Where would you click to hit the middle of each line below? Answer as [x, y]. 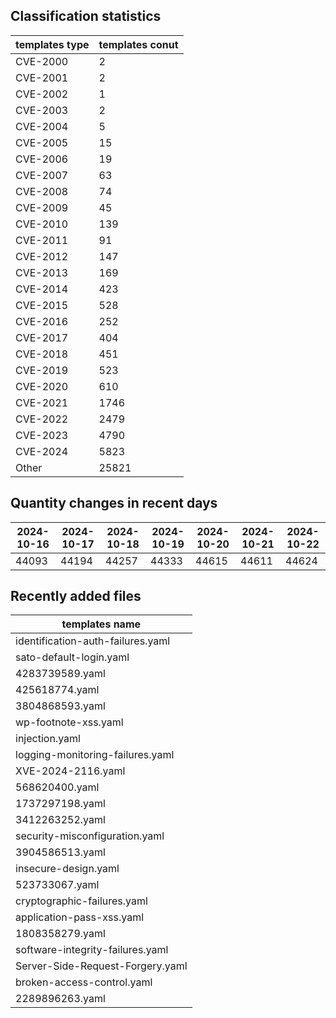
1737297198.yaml [60, 804]
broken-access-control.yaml [84, 982]
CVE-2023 [42, 435]
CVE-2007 [42, 175]
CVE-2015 [42, 305]
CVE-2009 [42, 207]
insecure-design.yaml [67, 869]
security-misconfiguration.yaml [90, 836]
